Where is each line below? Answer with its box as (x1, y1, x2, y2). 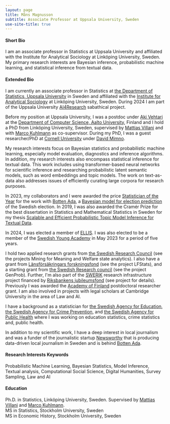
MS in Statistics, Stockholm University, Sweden (5, 407, 104, 414)
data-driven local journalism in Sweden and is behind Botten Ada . (5, 340, 142, 346)
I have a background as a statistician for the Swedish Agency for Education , (5, 303, 163, 309)
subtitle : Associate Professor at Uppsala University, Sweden (5, 17, 139, 22)
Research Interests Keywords (5, 351, 69, 358)
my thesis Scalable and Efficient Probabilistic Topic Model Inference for (5, 214, 154, 220)
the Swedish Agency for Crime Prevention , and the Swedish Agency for (5, 308, 154, 315)
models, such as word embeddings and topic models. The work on (5, 172, 144, 178)
